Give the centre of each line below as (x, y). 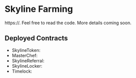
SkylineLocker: (27, 66)
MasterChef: (25, 55)
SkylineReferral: (28, 61)
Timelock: (22, 71)
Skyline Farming (39, 9)
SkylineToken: (26, 50)
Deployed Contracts (36, 38)
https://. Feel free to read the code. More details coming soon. (68, 23)
